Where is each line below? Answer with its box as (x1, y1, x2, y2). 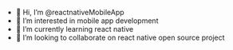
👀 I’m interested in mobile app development (15, 16, 159, 25)
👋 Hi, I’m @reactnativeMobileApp (15, 8, 125, 17)
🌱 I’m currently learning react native (15, 25, 134, 33)
